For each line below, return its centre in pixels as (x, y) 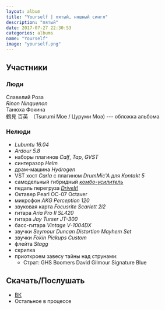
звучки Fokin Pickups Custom (51, 238)
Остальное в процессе (43, 301)
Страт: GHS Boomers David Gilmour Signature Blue (85, 262)
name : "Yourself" (27, 39)
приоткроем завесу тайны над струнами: (66, 256)
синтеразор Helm (36, 163)
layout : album (23, 11)
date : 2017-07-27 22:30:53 (39, 28)
